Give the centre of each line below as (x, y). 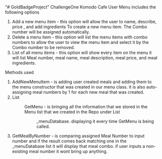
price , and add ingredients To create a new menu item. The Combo (80, 27)
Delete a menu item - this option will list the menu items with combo (80, 37)
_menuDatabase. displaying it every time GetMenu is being (95, 121)
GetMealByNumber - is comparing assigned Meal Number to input (78, 136)
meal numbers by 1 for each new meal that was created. (88, 92)
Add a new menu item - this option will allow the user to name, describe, (84, 22)
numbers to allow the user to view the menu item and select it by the (80, 42)
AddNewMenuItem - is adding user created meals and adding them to (82, 82)
